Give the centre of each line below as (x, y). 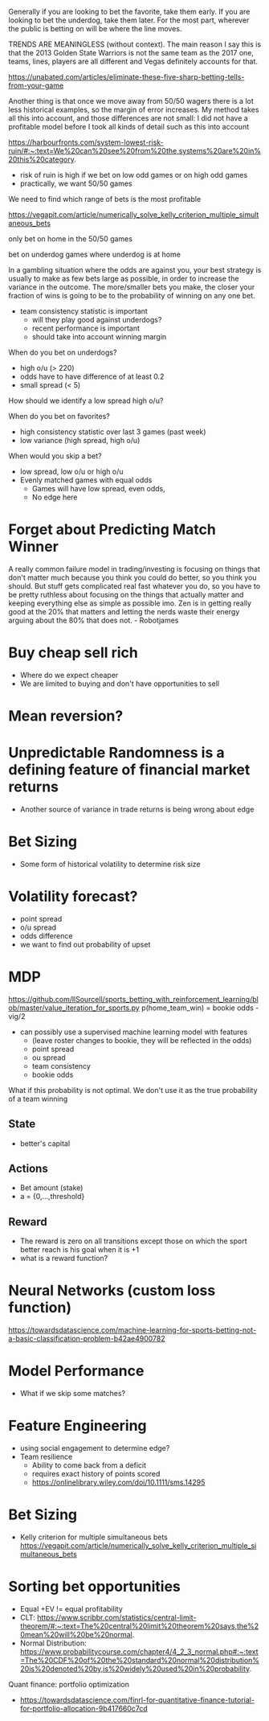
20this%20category (41, 159)
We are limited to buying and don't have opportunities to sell (119, 684)
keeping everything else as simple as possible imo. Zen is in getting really (130, 603)
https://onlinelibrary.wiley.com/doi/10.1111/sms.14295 (118, 1482)
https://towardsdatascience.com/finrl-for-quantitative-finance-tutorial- (137, 1699)
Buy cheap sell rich (73, 653)
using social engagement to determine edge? (95, 1448)
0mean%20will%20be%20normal (76, 1634)
